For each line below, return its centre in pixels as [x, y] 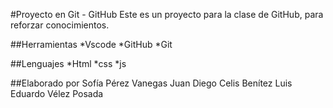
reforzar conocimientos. [60, 25]
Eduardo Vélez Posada [57, 93]
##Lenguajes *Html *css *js [68, 63]
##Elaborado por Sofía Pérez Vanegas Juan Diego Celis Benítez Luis [151, 83]
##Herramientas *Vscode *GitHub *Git [91, 44]
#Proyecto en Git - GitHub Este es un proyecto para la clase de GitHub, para [167, 14]
